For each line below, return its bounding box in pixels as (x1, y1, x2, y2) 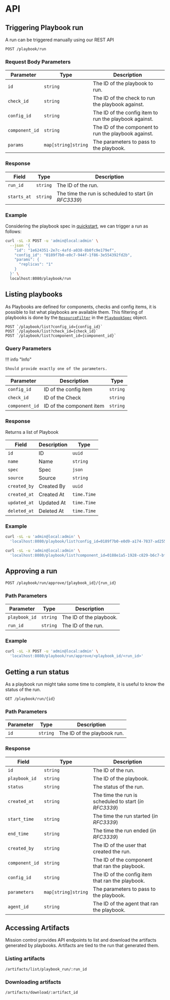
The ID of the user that (93, 842, 147, 849)
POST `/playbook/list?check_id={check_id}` (5, 329, 99, 334)
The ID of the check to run (93, 94, 155, 102)
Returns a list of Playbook (5, 429, 59, 435)
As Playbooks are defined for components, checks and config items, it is (5, 303, 157, 310)
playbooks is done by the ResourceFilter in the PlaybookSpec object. (5, 314, 148, 320)
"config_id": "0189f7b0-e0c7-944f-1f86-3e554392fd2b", (14, 252, 133, 257)
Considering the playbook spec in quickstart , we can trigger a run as (5, 223, 148, 229)
